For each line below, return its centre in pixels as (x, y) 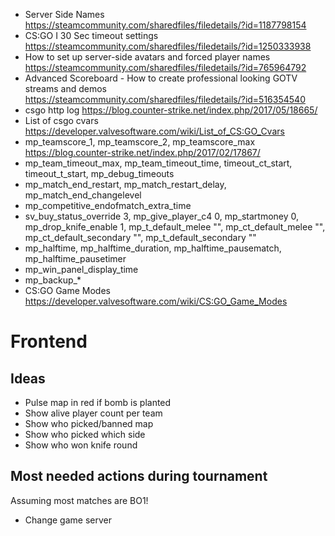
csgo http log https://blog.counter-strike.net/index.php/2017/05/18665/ (171, 110)
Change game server (68, 520)
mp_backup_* (53, 280)
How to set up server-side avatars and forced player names (147, 57)
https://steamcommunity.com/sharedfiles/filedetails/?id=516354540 (165, 99)
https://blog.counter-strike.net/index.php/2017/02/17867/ (142, 152)
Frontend (49, 341)
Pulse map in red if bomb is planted (98, 402)
